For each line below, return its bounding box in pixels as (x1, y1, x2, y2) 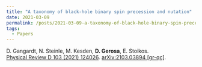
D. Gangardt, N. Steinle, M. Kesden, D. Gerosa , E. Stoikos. (6, 47, 149, 54)
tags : (6, 25, 20, 32)
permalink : (6, 20, 34, 26)
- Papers (11, 31, 34, 37)
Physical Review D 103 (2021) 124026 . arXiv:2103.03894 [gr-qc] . (6, 54, 167, 61)
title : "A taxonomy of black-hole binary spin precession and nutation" (6, 8, 192, 15)
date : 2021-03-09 (6, 14, 50, 20)
